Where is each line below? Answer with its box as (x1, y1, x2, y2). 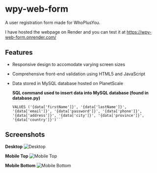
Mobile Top (5, 153, 28, 159)
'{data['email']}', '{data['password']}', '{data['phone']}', (12, 108, 142, 113)
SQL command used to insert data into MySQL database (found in (12, 89, 149, 96)
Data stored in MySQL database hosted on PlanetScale (12, 80, 124, 86)
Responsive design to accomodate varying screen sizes (12, 61, 125, 67)
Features (5, 48, 33, 57)
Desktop (5, 143, 23, 150)
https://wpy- (127, 29, 152, 35)
